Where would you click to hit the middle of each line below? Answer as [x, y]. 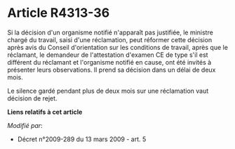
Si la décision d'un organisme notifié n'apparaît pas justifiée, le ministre [110, 32]
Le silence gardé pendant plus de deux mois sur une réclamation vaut [108, 91]
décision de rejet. [32, 98]
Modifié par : [25, 125]
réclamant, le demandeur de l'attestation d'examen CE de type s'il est [108, 55]
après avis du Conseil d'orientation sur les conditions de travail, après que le [117, 47]
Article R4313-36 [59, 13]
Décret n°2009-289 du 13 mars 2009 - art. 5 [82, 139]
